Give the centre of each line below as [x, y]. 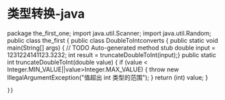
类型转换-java [46, 14]
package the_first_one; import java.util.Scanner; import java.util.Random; [109, 33]
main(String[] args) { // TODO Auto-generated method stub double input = [111, 48]
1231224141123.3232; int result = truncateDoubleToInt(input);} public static [112, 54]
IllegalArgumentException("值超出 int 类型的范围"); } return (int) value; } [108, 77]
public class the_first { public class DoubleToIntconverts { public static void [113, 40]
